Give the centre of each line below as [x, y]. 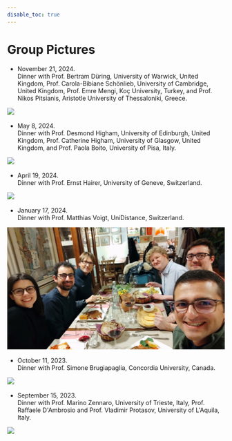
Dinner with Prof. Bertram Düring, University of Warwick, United [108, 76]
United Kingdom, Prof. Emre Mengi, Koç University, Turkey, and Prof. [115, 90]
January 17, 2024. [42, 210]
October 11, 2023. [42, 361]
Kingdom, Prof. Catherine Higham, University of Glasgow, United [109, 140]
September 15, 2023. [47, 395]
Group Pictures [51, 49]
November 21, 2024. [46, 68]
